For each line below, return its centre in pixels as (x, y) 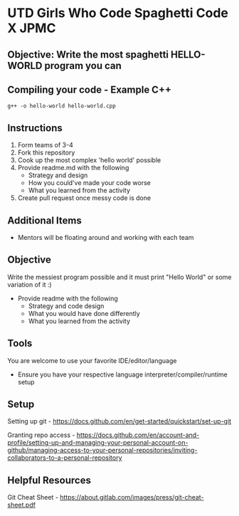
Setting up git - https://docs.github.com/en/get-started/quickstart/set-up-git (119, 421)
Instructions (35, 128)
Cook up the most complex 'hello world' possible (89, 160)
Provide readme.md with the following (73, 168)
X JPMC (32, 28)
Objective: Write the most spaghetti (88, 54)
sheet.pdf (21, 505)
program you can (83, 65)
